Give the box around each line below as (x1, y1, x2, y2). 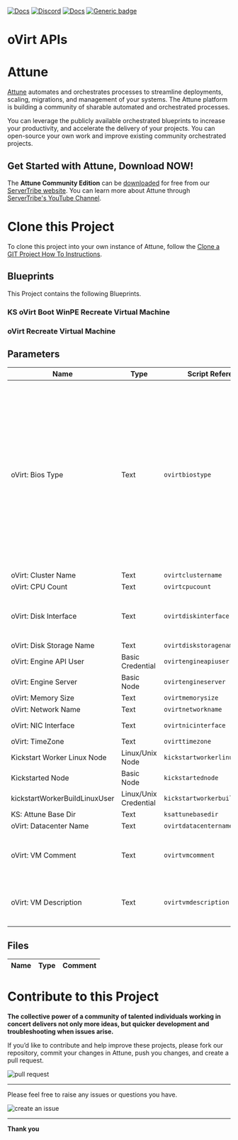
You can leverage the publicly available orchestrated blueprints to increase (7, 117, 225, 125)
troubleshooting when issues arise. (7, 1028, 114, 1036)
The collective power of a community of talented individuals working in (7, 1012, 221, 1021)
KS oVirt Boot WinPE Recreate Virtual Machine (7, 307, 171, 316)
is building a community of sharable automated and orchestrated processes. (7, 103, 230, 112)
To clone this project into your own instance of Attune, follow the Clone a (7, 242, 220, 250)
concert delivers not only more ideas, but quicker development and (7, 1020, 210, 1028)
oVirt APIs (7, 32, 68, 48)
